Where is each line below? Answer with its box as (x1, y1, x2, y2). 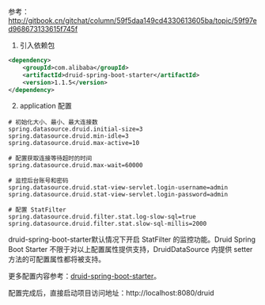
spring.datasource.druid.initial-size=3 (8, 125, 144, 133)
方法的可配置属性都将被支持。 (8, 254, 105, 264)
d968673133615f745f (8, 25, 78, 33)
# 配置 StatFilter (8, 206, 66, 214)
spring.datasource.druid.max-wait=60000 (8, 162, 144, 170)
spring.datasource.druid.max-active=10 (8, 139, 140, 147)
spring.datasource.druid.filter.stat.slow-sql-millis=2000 (8, 220, 207, 228)
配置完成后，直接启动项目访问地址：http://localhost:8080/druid (8, 288, 215, 298)
